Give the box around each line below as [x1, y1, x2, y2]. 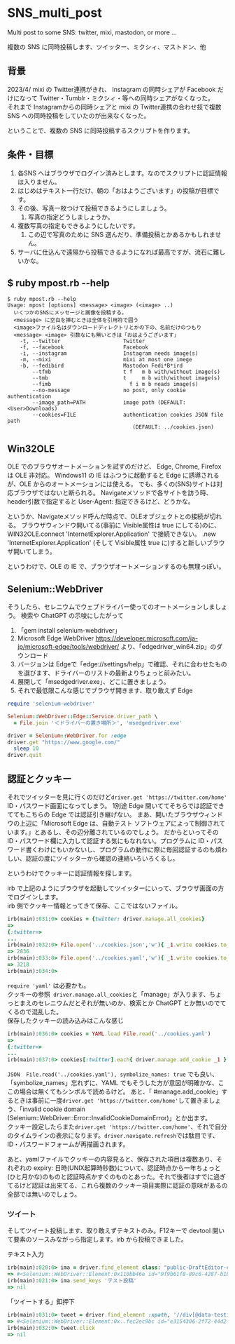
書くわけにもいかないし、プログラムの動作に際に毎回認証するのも [25, 845, 215, 854]
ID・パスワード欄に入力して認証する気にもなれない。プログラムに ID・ [7, 836, 211, 845]
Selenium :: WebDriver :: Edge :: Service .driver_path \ [7, 713, 158, 720]
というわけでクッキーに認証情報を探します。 [7, 868, 136, 878]
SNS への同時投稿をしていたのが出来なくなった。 [7, 111, 150, 120]
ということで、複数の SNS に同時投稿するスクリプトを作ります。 [7, 126, 194, 135]
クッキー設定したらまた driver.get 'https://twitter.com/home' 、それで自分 [7, 1122, 227, 1131]
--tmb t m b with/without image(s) [32, 375, 220, 382]
